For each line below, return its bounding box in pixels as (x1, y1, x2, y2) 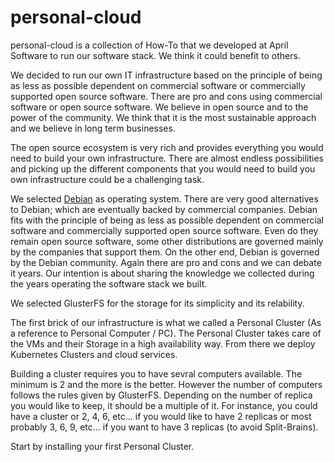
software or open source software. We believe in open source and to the (10, 101, 309, 113)
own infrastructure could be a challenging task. (10, 173, 205, 185)
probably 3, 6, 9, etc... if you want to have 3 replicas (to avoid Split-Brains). (10, 421, 319, 433)
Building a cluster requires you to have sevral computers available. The (10, 367, 303, 380)
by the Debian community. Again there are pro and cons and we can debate (10, 256, 322, 268)
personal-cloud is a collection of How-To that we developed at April (10, 39, 289, 51)
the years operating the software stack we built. (10, 277, 208, 290)
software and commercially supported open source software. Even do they (10, 224, 319, 236)
